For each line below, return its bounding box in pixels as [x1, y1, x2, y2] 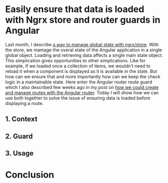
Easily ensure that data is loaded [5, 4, 145, 15]
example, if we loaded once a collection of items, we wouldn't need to [5, 63, 151, 69]
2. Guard [5, 132, 33, 140]
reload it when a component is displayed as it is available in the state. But [5, 68, 157, 74]
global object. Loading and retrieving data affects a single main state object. [5, 52, 163, 58]
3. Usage [5, 149, 34, 158]
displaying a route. [5, 100, 44, 106]
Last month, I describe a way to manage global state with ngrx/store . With [5, 41, 159, 47]
